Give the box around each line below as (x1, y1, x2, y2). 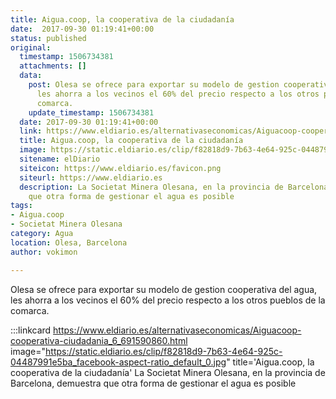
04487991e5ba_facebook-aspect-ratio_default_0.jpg (10, 356, 227, 368)
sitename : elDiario (19, 154, 101, 164)
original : (10, 42, 52, 53)
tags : (10, 201, 33, 211)
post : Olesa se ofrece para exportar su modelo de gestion (28, 80, 280, 90)
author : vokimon (10, 247, 78, 257)
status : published (10, 33, 87, 43)
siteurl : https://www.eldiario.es (19, 172, 163, 183)
